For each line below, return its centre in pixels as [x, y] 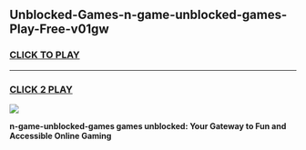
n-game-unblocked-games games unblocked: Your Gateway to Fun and [148, 125]
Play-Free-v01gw [59, 30]
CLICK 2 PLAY [41, 89]
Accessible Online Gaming [61, 135]
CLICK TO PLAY [45, 55]
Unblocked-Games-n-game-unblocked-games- [148, 15]
